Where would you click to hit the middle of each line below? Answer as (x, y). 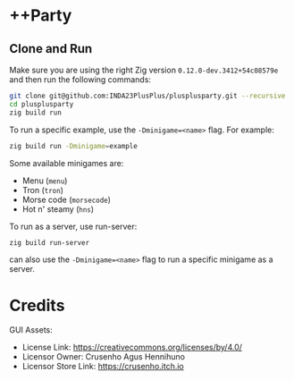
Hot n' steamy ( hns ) (58, 209)
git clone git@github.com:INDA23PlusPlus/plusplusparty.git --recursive (147, 96)
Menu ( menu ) (45, 181)
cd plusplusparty (42, 104)
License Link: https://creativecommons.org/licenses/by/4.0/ (132, 347)
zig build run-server (50, 242)
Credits (37, 305)
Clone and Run (51, 49)
